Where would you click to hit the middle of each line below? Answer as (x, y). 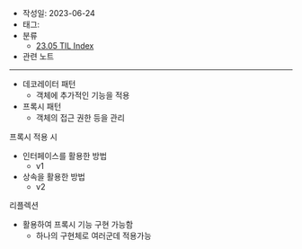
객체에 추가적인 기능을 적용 (83, 95)
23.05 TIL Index (65, 46)
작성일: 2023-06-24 (59, 13)
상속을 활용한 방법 (53, 177)
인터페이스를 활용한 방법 (65, 156)
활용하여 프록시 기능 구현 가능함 (77, 224)
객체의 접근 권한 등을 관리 (80, 118)
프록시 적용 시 (34, 137)
